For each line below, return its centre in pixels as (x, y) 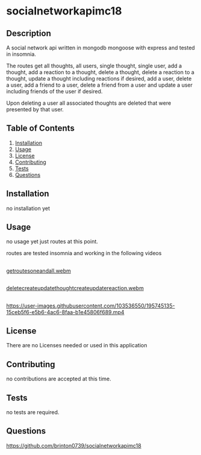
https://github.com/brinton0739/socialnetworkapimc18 (74, 445)
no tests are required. (33, 412)
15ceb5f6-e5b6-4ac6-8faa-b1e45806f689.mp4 (65, 312)
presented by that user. (35, 109)
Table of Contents (41, 128)
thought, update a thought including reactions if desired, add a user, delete (99, 79)
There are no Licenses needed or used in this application (77, 345)
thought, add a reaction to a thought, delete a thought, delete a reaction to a (100, 72)
